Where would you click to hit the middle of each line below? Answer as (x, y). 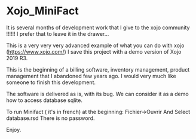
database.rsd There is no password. (50, 118)
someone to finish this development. (51, 82)
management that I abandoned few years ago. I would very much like (91, 76)
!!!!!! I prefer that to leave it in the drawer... (58, 33)
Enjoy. (14, 129)
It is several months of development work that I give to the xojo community (98, 27)
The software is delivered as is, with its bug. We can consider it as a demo (98, 94)
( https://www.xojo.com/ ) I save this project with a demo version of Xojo (94, 51)
